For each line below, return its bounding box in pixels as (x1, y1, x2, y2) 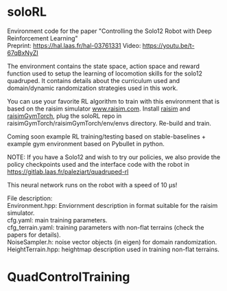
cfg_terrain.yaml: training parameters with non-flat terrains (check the (7, 223, 204, 231)
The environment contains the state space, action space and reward (7, 62, 200, 70)
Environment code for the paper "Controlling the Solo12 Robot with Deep (7, 27, 213, 35)
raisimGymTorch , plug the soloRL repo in (7, 111, 122, 120)
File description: (7, 194, 53, 202)
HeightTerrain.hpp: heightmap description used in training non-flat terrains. (7, 245, 219, 253)
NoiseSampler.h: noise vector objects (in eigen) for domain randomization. (7, 237, 217, 246)
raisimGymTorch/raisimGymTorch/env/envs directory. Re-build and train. (7, 119, 211, 127)
